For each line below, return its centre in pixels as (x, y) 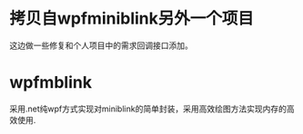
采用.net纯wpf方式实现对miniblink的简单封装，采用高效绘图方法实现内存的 (148, 109)
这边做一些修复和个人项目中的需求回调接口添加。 (101, 45)
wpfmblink (51, 83)
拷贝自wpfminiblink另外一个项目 (132, 19)
